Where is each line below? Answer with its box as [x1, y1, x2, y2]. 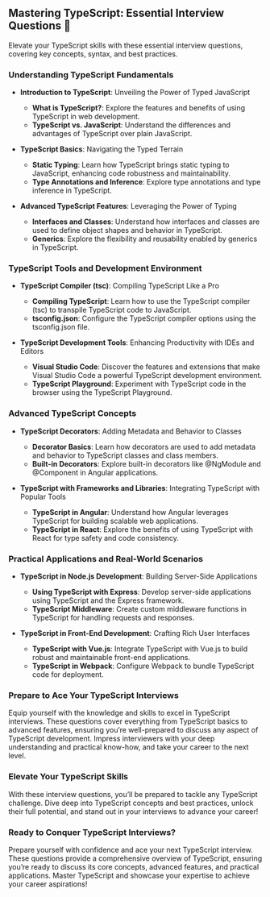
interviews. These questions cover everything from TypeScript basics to [8, 716, 248, 726]
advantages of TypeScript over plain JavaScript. [31, 129, 193, 139]
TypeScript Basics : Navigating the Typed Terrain [19, 144, 184, 154]
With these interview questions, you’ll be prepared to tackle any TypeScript [8, 789, 258, 799]
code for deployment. [31, 670, 105, 679]
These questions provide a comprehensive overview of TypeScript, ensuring [8, 853, 263, 863]
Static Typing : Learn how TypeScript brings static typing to [31, 160, 230, 170]
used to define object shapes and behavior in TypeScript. [31, 226, 223, 235]
